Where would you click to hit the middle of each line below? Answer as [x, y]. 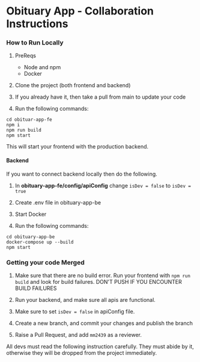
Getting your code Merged [46, 262]
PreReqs [25, 56]
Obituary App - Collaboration [80, 11]
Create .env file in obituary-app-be [58, 202]
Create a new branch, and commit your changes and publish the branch [104, 323]
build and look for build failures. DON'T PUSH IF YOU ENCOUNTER [98, 281]
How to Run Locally [35, 43]
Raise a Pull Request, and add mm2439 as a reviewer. [78, 334]
